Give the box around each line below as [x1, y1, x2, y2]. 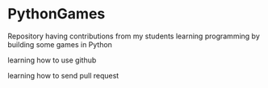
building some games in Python [7, 39, 112, 49]
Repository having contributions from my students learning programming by [7, 31, 260, 41]
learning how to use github [7, 55, 97, 65]
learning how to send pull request [7, 70, 119, 80]
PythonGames [7, 5, 106, 23]
